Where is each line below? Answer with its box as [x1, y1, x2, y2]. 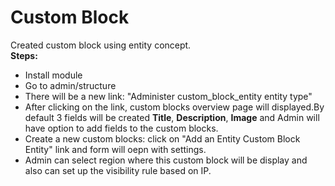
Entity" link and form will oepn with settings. [24, 143, 207, 155]
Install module [24, 69, 83, 81]
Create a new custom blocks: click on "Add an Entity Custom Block [24, 132, 301, 145]
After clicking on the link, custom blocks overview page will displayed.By [24, 101, 325, 113]
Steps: [10, 49, 38, 61]
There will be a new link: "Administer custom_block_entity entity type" [24, 90, 313, 102]
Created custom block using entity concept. [10, 39, 192, 51]
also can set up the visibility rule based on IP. [24, 164, 212, 176]
